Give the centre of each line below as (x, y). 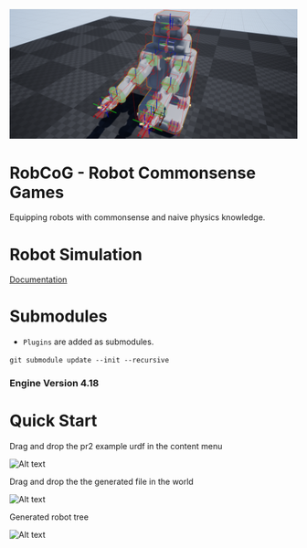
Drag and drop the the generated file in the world (101, 482)
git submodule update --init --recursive (90, 361)
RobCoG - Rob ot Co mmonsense (132, 173)
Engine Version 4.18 (54, 384)
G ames (37, 192)
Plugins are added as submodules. (88, 342)
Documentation (38, 279)
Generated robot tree (49, 517)
